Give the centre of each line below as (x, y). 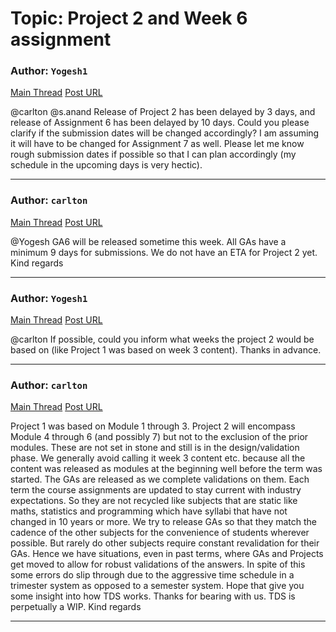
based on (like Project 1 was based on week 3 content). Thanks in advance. (166, 350)
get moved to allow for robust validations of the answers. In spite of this (158, 564)
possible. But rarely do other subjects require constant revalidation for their (165, 543)
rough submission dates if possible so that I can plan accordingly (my (153, 154)
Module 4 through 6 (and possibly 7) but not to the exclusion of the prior (159, 437)
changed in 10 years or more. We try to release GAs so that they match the (164, 522)
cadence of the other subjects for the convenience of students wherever (160, 533)
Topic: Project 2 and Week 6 (129, 18)
